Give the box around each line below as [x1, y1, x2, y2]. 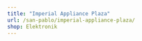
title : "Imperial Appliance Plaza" [7, 10, 111, 17]
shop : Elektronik [7, 23, 58, 30]
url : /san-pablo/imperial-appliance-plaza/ [7, 17, 136, 24]
